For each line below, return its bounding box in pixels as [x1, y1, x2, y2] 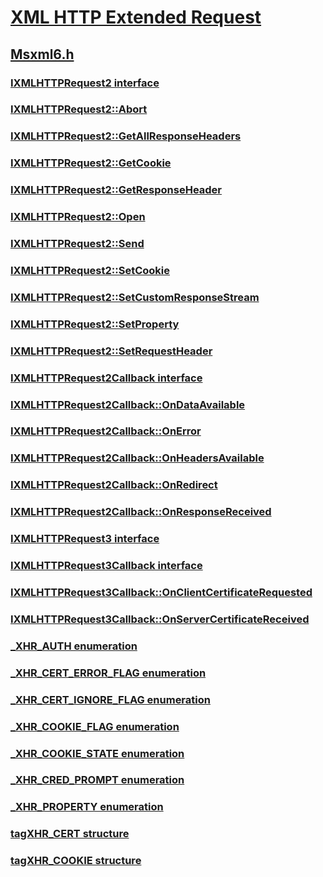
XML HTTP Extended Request [10, 6, 262, 29]
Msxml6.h [10, 46, 75, 63]
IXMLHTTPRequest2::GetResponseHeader [10, 183, 223, 197]
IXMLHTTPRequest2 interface [10, 76, 160, 90]
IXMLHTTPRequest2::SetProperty [10, 317, 180, 331]
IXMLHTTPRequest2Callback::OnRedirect [10, 478, 218, 492]
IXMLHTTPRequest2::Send [10, 237, 145, 251]
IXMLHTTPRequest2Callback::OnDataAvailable [10, 397, 246, 411]
